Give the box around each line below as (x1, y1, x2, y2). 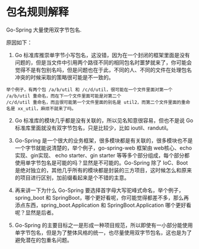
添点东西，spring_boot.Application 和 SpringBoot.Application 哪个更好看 (14, 201, 192, 209)
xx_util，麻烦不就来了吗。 (17, 105, 77, 112)
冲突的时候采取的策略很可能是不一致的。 (14, 74, 114, 81)
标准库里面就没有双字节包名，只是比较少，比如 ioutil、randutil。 (14, 124, 172, 131)
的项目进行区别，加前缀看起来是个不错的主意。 (14, 174, 129, 181)
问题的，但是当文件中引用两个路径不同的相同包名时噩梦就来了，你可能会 (14, 59, 192, 66)
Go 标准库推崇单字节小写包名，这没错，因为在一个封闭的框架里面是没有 (14, 51, 190, 58)
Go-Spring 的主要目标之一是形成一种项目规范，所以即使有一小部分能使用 (14, 221, 193, 229)
